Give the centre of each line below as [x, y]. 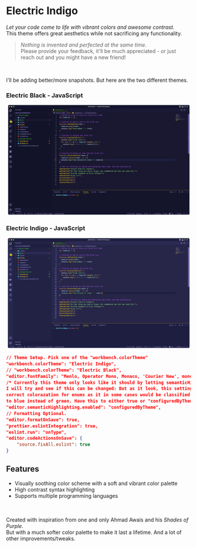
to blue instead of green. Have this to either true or [76, 401]
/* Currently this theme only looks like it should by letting [85, 383]
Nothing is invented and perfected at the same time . [83, 45]
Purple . [15, 526]
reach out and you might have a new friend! [73, 57]
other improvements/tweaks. [41, 538]
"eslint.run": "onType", [36, 432]
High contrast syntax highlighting [55, 489]
